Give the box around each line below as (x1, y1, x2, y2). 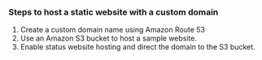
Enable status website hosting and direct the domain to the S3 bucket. (20, 42, 255, 52)
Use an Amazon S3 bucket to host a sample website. (20, 33, 198, 43)
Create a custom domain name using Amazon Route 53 (20, 25, 206, 35)
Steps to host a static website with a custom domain (8, 6, 219, 18)
